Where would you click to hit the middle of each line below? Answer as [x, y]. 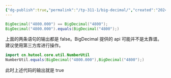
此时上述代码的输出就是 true [35, 70]
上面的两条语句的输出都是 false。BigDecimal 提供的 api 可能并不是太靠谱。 [83, 39]
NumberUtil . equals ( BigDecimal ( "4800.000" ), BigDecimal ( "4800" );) [75, 60]
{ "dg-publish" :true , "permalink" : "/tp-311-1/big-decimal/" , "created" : [81, 10]
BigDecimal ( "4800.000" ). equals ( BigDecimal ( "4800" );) [62, 29]
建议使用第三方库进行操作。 [34, 45]
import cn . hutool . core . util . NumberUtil [48, 55]
